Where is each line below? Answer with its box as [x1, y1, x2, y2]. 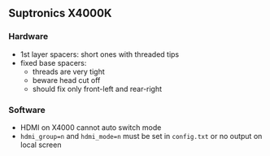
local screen [20, 140, 62, 149]
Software [8, 104, 46, 115]
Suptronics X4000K [8, 6, 112, 20]
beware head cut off [32, 75, 101, 84]
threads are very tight [32, 67, 106, 76]
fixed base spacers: [20, 58, 87, 67]
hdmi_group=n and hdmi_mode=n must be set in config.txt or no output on [20, 131, 263, 141]
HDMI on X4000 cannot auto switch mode [20, 122, 162, 132]
